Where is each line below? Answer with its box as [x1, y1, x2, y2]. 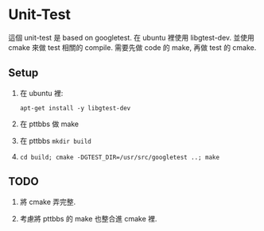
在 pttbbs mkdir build [19, 136, 91, 145]
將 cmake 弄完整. [19, 197, 76, 206]
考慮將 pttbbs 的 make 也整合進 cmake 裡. [19, 214, 157, 223]
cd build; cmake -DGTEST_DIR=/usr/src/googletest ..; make [19, 153, 220, 161]
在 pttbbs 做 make [19, 119, 80, 129]
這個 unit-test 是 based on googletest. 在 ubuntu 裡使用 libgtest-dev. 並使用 [8, 33, 254, 42]
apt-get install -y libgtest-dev [19, 104, 131, 112]
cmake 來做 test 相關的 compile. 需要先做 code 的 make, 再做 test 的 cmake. [8, 42, 257, 52]
